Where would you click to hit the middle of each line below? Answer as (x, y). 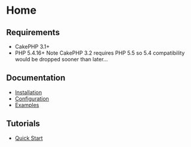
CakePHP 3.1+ (32, 46)
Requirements (33, 32)
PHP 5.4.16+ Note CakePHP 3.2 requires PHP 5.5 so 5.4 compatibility (100, 53)
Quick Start (29, 138)
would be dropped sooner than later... (61, 59)
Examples (27, 105)
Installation (28, 92)
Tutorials (23, 123)
